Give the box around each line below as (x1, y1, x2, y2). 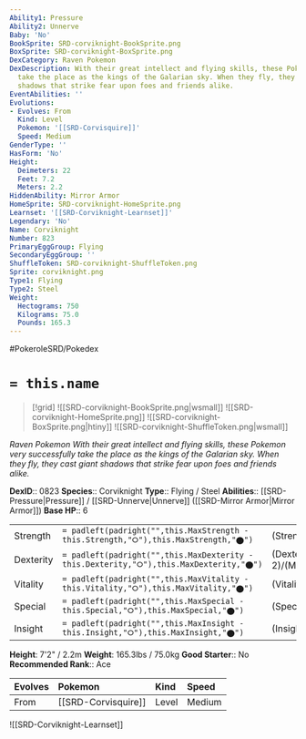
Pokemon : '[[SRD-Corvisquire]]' (17, 124, 141, 133)
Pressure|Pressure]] (9, 496, 85, 507)
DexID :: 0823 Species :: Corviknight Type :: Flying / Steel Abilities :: (9, 486, 260, 497)
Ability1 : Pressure (9, 13, 84, 23)
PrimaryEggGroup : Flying (9, 242, 104, 251)
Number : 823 (9, 233, 55, 242)
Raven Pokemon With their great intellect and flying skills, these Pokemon (9, 439, 287, 450)
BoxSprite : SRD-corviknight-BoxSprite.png (9, 47, 173, 56)
